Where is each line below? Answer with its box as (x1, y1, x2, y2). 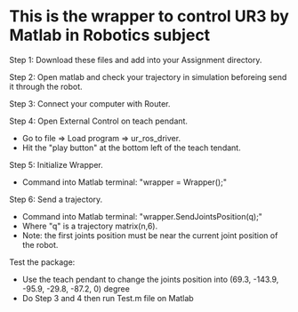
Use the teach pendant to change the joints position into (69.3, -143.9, (21, 274, 279, 284)
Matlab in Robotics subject (9, 25, 211, 45)
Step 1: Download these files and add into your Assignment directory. (9, 54, 262, 65)
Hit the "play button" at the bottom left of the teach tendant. (21, 142, 242, 153)
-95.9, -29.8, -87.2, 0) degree (21, 283, 131, 294)
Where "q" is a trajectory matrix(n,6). (21, 220, 158, 231)
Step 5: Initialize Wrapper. (9, 159, 104, 170)
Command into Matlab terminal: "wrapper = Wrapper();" (21, 176, 227, 188)
